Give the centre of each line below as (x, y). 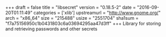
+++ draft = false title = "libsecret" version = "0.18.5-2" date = (71, 7)
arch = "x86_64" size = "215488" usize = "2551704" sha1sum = (72, 18)
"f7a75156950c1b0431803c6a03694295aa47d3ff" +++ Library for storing (83, 23)
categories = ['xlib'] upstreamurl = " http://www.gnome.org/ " (97, 13)
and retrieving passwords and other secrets (51, 29)
